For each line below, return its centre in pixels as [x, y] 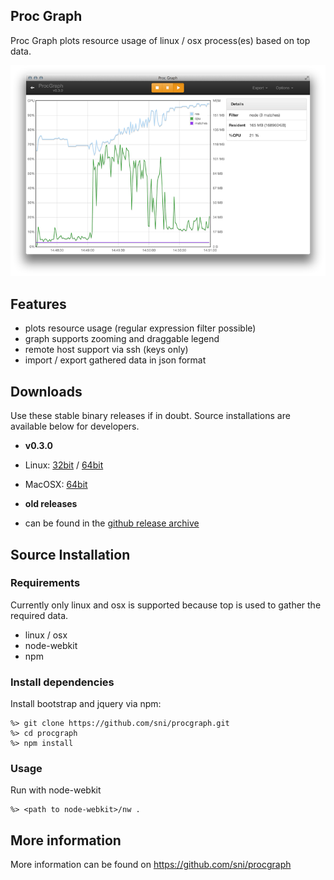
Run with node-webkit [56, 790]
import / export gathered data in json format [115, 360]
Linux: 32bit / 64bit [64, 465]
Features [38, 304]
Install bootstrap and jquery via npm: [86, 704]
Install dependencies [62, 682]
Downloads [46, 391]
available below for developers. [75, 426]
